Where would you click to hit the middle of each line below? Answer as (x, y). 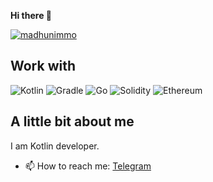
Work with (43, 66)
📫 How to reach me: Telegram (88, 166)
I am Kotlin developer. (55, 146)
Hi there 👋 (31, 15)
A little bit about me (72, 121)
